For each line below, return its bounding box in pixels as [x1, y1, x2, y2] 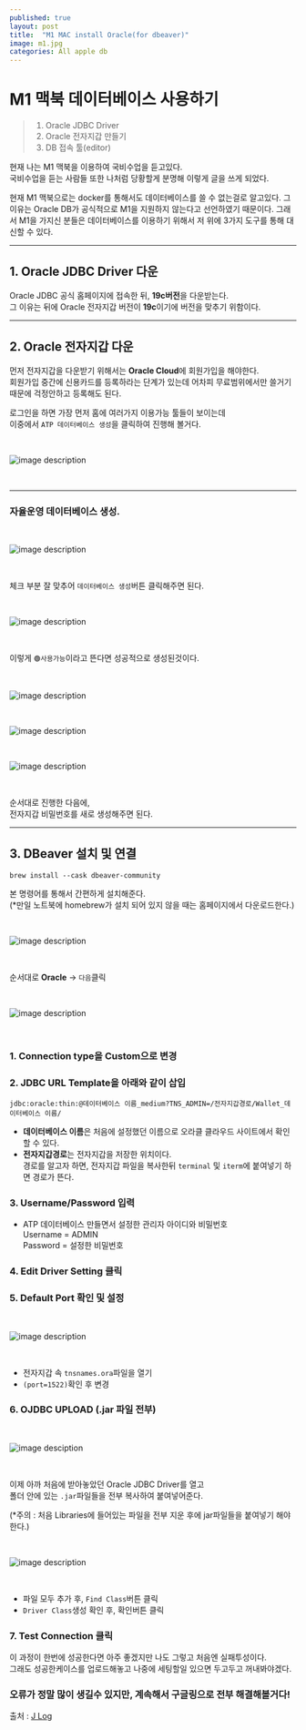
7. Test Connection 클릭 [9, 1629, 114, 1642]
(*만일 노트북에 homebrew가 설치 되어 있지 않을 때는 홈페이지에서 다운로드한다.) [9, 899, 295, 911]
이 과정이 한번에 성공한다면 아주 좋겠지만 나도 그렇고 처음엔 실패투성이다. [9, 1652, 267, 1663]
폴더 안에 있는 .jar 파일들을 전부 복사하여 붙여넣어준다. [9, 1490, 203, 1501]
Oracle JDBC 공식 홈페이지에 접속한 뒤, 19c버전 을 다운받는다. [9, 290, 229, 300]
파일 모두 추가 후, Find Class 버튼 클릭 [22, 1593, 158, 1603]
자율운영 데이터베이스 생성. [9, 504, 120, 517]
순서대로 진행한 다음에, [9, 797, 90, 808]
